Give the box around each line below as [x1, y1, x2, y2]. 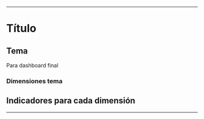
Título [6, 22, 36, 35]
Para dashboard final [6, 62, 59, 69]
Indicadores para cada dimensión [6, 95, 135, 106]
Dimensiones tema [6, 76, 63, 85]
